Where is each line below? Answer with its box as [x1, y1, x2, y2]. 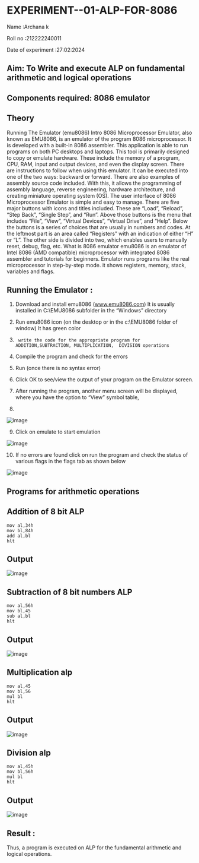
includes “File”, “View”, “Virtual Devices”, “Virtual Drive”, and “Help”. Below [7, 217, 188, 225]
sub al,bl [7, 613, 31, 619]
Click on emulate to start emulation [15, 428, 101, 435]
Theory [7, 113, 35, 124]
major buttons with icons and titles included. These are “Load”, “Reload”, [7, 204, 184, 211]
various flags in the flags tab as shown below [15, 458, 126, 465]
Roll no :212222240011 [7, 34, 62, 42]
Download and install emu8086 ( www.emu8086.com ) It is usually [15, 301, 175, 308]
